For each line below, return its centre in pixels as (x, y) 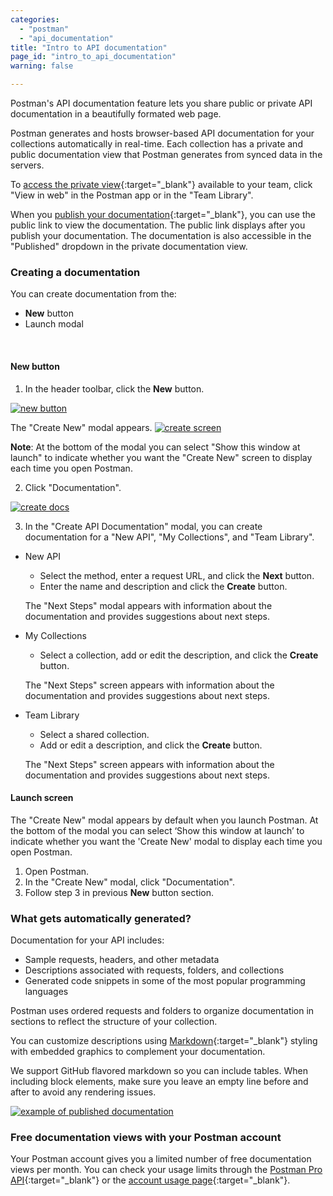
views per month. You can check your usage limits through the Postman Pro (166, 1170)
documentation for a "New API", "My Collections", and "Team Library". (169, 537)
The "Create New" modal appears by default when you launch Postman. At (164, 820)
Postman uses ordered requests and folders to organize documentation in (162, 1010)
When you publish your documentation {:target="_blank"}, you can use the (163, 214)
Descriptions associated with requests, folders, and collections (154, 970)
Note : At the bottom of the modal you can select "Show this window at (155, 447)
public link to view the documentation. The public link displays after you (158, 225)
